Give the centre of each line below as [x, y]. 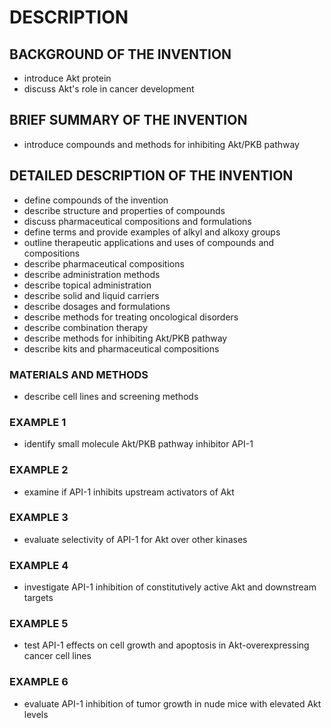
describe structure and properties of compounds [124, 210]
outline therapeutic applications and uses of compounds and [149, 242]
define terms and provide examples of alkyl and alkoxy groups [152, 232]
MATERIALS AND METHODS [79, 374]
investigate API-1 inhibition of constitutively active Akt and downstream [170, 587]
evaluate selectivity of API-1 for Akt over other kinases [135, 539]
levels [36, 714]
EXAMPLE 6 [39, 682]
